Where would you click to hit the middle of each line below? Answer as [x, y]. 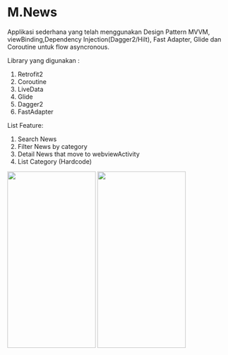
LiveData [30, 89]
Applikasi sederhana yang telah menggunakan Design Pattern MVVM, [109, 32]
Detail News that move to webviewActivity [78, 154]
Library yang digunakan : [43, 60]
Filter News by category [53, 146]
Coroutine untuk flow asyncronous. [58, 47]
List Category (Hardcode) [55, 161]
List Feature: [25, 125]
